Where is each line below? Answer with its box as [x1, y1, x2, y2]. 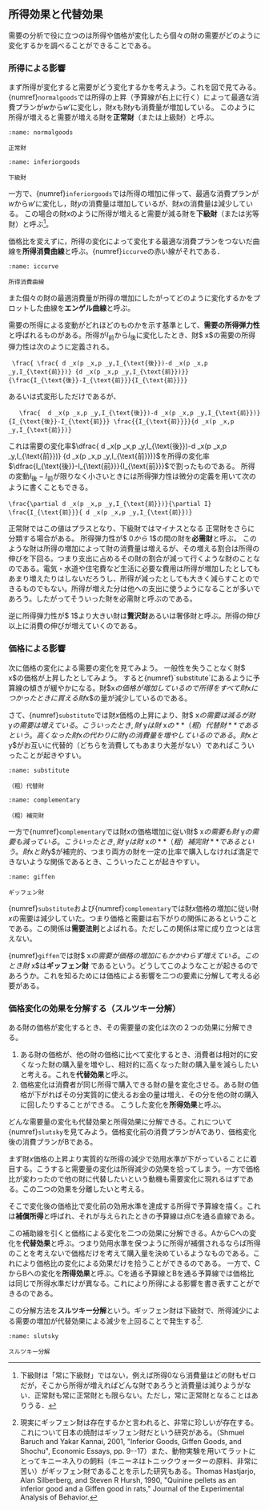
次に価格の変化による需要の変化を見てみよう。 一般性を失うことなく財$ [8, 663, 246, 672]
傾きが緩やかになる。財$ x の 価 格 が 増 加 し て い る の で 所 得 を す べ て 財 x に [29, 683, 259, 692]
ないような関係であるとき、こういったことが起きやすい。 [14, 856, 204, 866]
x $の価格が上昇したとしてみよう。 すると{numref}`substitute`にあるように [8, 673, 254, 683]
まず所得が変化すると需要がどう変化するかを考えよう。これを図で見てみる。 [8, 83, 261, 92]
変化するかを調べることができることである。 [8, 40, 156, 50]
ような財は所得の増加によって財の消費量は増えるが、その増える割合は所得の [8, 544, 260, 553]
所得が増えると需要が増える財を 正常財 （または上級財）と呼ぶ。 [8, 112, 219, 122]
